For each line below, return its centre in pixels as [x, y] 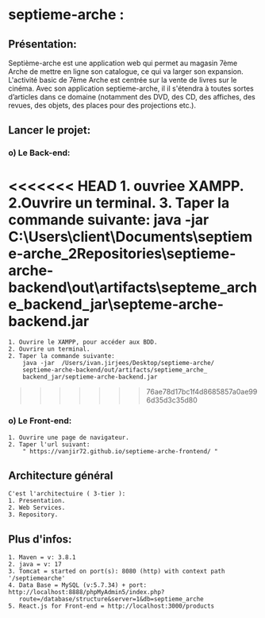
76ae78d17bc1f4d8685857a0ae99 [202, 392]
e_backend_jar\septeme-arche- [116, 304]
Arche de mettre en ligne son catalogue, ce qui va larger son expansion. [126, 72]
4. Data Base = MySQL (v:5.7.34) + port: [78, 585]
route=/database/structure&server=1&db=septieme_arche [111, 599]
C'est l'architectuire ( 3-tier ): [67, 494]
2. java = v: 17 [35, 565]
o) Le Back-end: [39, 153]
